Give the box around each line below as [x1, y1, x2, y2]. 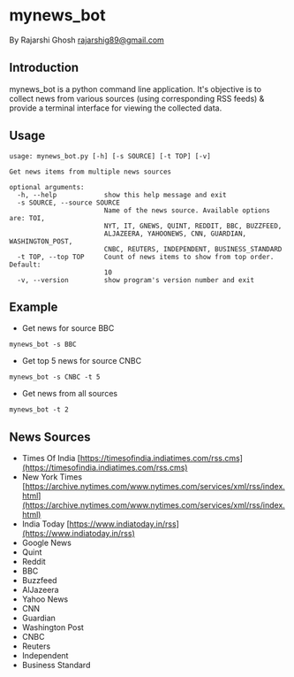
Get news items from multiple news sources [9, 167, 172, 176]
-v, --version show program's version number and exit [17, 275, 254, 284]
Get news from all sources [21, 389, 117, 399]
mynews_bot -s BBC [9, 340, 77, 350]
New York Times [21, 472, 82, 482]
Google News [21, 537, 72, 549]
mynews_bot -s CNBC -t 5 [9, 373, 101, 381]
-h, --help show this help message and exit [17, 190, 227, 199]
